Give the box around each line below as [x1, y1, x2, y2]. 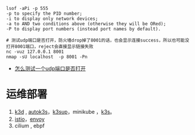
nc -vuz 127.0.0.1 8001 [6, 49, 64, 55]
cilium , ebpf [14, 122, 45, 129]
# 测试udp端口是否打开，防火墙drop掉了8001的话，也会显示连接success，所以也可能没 [6, 38, 189, 43]
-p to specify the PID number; [6, 11, 83, 16]
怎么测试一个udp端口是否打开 [14, 65, 86, 72]
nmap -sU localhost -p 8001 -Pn [6, 54, 88, 60]
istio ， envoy [14, 115, 45, 123]
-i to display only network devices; [6, 16, 98, 22]
